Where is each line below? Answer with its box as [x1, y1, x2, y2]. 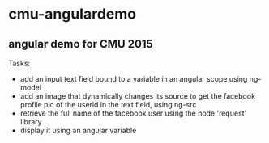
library [19, 117, 42, 126]
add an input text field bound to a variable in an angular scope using [19, 74, 248, 83]
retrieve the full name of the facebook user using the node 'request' [19, 108, 247, 118]
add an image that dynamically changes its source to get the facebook [19, 91, 256, 101]
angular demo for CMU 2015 [8, 37, 154, 51]
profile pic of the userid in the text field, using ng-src [19, 100, 197, 109]
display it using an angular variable [19, 126, 137, 135]
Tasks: [8, 58, 31, 68]
